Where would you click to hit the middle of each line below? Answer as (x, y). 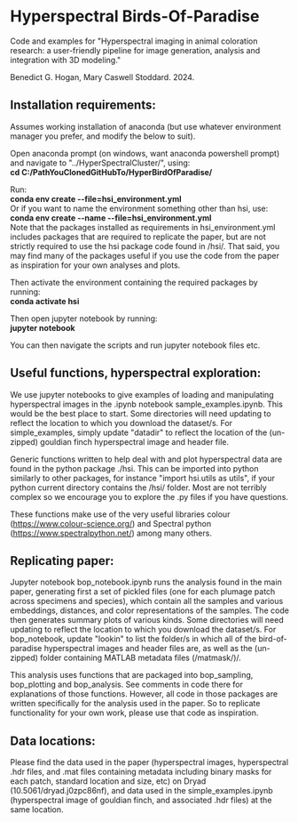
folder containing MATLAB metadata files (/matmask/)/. (141, 658)
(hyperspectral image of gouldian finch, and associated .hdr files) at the (141, 800)
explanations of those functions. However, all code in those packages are (144, 694)
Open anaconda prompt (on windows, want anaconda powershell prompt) (145, 153)
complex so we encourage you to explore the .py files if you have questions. (149, 496)
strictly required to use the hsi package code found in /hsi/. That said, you (145, 246)
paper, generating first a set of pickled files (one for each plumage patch (143, 592)
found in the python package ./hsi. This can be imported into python (134, 468)
